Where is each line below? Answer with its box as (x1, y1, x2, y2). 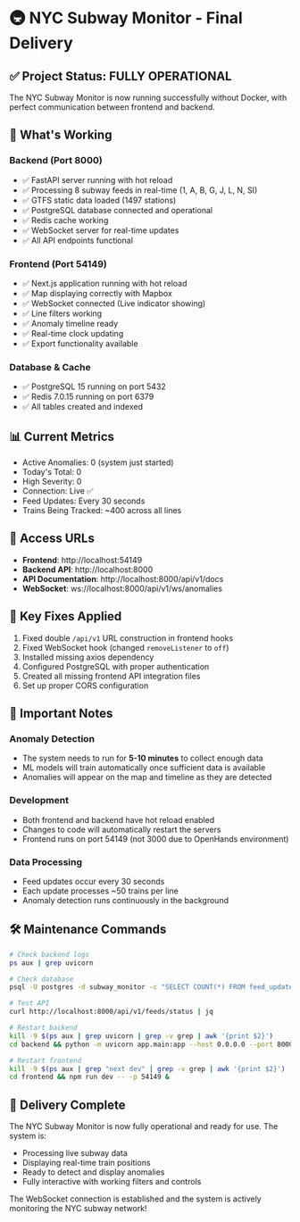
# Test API (9, 999, 50, 1008)
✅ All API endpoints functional (21, 235, 134, 245)
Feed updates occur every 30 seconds (21, 877, 165, 886)
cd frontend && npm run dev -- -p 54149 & (9, 1073, 170, 1082)
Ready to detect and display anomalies (21, 1167, 165, 1177)
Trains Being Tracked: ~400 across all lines (21, 505, 182, 516)
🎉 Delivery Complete (9, 1097, 127, 1112)
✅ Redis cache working (21, 214, 109, 225)
